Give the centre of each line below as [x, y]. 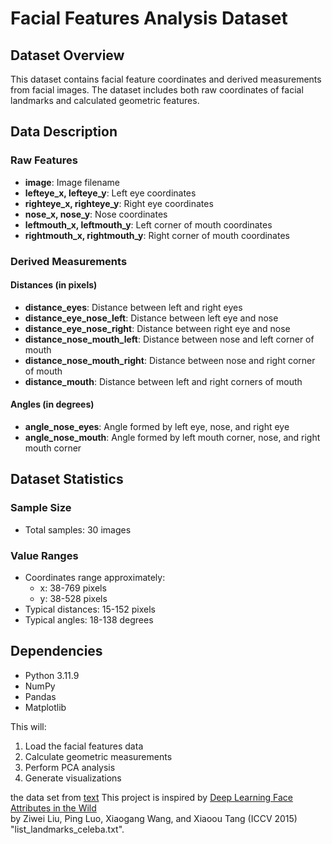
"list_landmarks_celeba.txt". [67, 829]
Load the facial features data [84, 746]
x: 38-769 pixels [73, 588]
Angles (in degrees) [52, 404]
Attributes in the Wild [53, 808]
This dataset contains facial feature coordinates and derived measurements [166, 79]
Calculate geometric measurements [98, 756]
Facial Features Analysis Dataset [149, 18]
